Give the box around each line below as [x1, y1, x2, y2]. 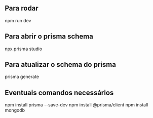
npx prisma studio [5, 46, 43, 52]
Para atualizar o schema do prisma [5, 60, 116, 69]
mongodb [5, 107, 25, 113]
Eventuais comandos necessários [5, 88, 114, 97]
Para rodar [5, 4, 39, 13]
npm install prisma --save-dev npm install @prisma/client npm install [5, 102, 148, 108]
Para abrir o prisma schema [5, 32, 93, 41]
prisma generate [5, 73, 39, 80]
